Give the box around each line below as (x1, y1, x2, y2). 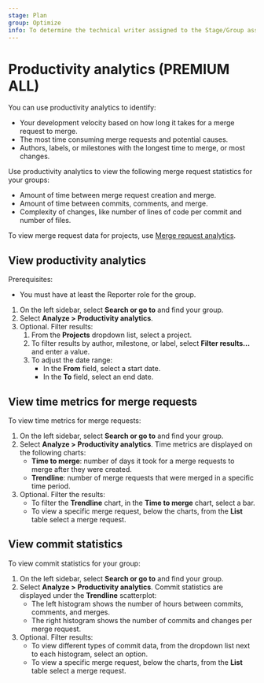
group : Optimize (8, 19, 61, 27)
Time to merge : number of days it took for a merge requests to (31, 456, 235, 466)
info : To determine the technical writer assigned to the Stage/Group (8, 26, 244, 34)
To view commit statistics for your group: (8, 559, 141, 568)
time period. (31, 481, 71, 491)
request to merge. (19, 127, 78, 136)
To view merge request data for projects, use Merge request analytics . (8, 231, 236, 240)
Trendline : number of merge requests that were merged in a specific (31, 473, 254, 482)
